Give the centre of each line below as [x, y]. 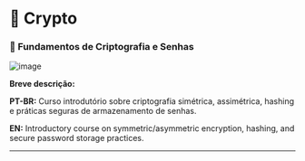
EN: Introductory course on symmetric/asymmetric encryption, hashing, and [152, 128]
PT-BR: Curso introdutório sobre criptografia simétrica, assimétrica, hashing [152, 101]
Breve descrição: [42, 84]
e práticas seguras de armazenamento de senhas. [103, 111]
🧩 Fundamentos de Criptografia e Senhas [102, 47]
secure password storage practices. [77, 138]
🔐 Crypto [44, 19]
